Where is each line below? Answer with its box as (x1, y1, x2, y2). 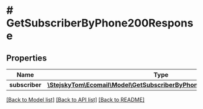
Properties (6, 53, 47, 63)
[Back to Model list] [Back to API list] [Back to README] (6, 96, 145, 103)
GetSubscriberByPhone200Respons (6, 16, 193, 30)
